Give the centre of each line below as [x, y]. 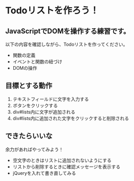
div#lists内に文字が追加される [44, 112]
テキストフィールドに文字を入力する [51, 99]
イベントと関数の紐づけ [37, 62]
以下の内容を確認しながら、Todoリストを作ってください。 [66, 44]
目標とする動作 [29, 86]
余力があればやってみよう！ [35, 149]
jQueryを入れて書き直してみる [44, 173]
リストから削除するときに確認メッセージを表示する [66, 167]
